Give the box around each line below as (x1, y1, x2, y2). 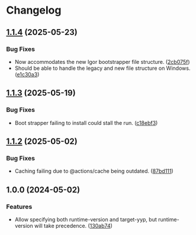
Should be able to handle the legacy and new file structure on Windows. (14, 65, 191, 72)
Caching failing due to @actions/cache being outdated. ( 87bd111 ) (14, 168, 173, 175)
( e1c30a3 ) (14, 70, 40, 78)
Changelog (6, 4, 62, 17)
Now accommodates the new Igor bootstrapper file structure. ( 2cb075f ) (14, 58, 191, 65)
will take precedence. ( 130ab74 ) (34, 222, 113, 229)
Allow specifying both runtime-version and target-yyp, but (14, 215, 157, 223)
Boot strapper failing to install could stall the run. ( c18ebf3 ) (14, 119, 158, 126)
